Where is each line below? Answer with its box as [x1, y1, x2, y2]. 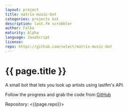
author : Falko [5, 26, 35, 31]
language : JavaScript [5, 35, 50, 40]
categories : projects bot [5, 16, 59, 21]
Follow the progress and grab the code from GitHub [5, 91, 111, 97]
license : [5, 40, 23, 45]
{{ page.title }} [5, 65, 67, 77]
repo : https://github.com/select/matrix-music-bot [5, 44, 113, 49]
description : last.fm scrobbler [5, 21, 72, 26]
